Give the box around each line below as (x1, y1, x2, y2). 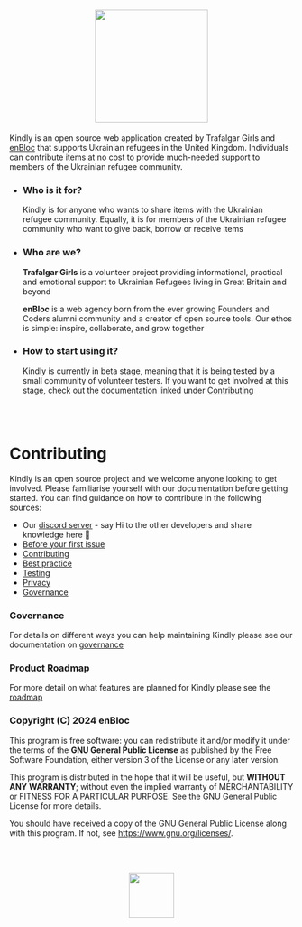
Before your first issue (22, 538, 105, 550)
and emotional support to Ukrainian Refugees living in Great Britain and (22, 276, 287, 287)
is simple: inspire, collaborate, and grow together (22, 322, 205, 333)
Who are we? (22, 246, 81, 259)
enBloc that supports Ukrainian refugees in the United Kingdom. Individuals (9, 142, 289, 153)
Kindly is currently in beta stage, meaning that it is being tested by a (22, 366, 275, 376)
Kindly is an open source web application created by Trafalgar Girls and (9, 132, 276, 144)
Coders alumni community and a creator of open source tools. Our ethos (22, 312, 293, 324)
